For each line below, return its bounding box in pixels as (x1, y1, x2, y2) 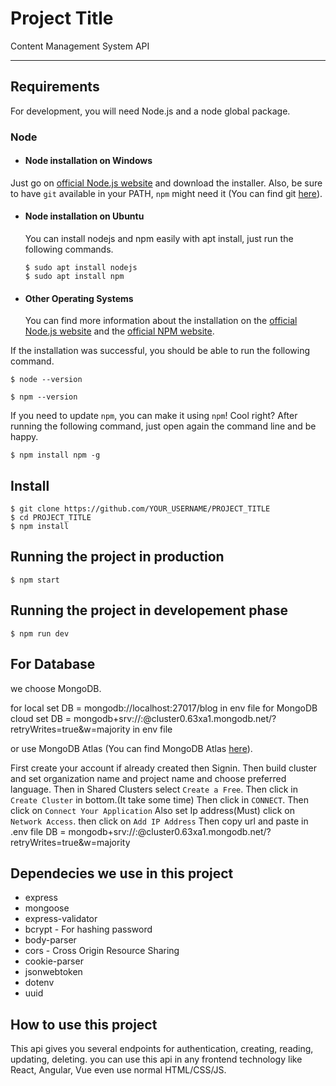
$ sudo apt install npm (24, 272, 125, 282)
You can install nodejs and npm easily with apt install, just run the (24, 233, 294, 245)
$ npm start (10, 575, 60, 585)
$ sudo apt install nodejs (24, 263, 138, 273)
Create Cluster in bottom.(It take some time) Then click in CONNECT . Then (10, 793, 309, 806)
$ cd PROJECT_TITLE (10, 513, 92, 523)
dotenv (24, 977, 55, 989)
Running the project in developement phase (10, 602, 289, 619)
